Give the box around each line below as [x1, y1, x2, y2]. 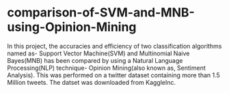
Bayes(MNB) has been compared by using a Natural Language [7, 56, 183, 64]
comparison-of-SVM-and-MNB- [7, 5, 195, 21]
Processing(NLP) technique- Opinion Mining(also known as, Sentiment [7, 64, 206, 72]
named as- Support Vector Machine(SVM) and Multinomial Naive [7, 49, 190, 57]
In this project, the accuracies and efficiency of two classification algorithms [7, 42, 222, 50]
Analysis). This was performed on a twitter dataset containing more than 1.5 [7, 70, 220, 79]
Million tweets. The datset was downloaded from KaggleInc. [7, 78, 176, 86]
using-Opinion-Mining [7, 19, 137, 35]
